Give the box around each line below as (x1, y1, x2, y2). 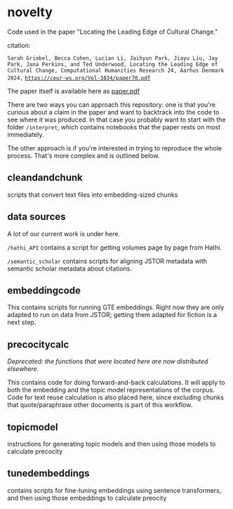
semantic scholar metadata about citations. (7, 264, 132, 273)
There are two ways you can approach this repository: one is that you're (7, 100, 216, 109)
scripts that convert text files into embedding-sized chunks (7, 191, 178, 199)
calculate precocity (7, 447, 63, 456)
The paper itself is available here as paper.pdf (7, 86, 140, 95)
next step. (7, 318, 36, 327)
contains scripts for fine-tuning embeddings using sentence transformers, (7, 486, 222, 494)
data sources (7, 211, 66, 223)
